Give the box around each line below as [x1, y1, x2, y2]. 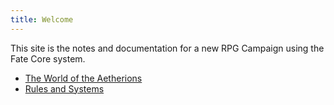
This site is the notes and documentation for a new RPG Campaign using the [10, 42, 325, 54]
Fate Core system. [10, 52, 86, 65]
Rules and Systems [24, 82, 105, 95]
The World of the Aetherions [24, 72, 143, 84]
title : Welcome [10, 14, 74, 25]
